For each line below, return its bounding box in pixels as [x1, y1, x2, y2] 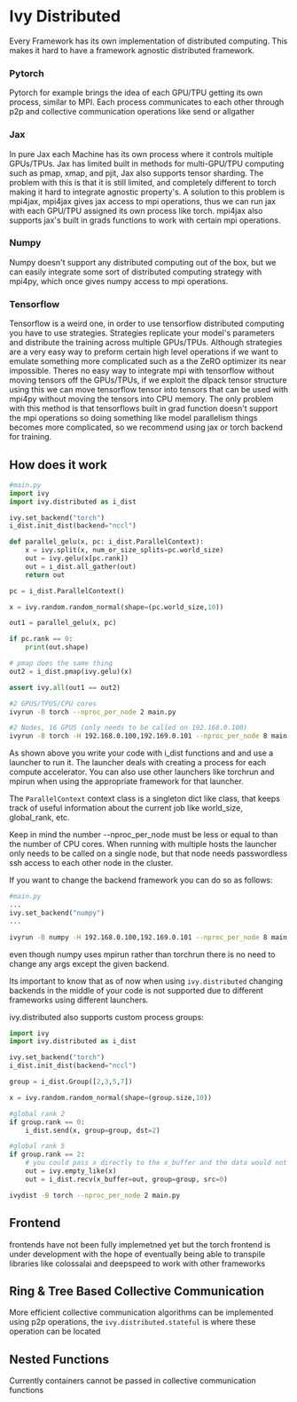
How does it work [9, 457, 108, 472]
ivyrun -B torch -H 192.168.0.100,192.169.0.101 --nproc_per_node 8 [9, 732, 268, 741]
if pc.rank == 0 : [9, 635, 74, 644]
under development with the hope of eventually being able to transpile [9, 1248, 266, 1259]
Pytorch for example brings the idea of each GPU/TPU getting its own [9, 87, 263, 99]
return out [25, 570, 66, 579]
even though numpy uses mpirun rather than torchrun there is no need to [9, 948, 276, 960]
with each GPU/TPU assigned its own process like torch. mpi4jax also [9, 205, 263, 216]
